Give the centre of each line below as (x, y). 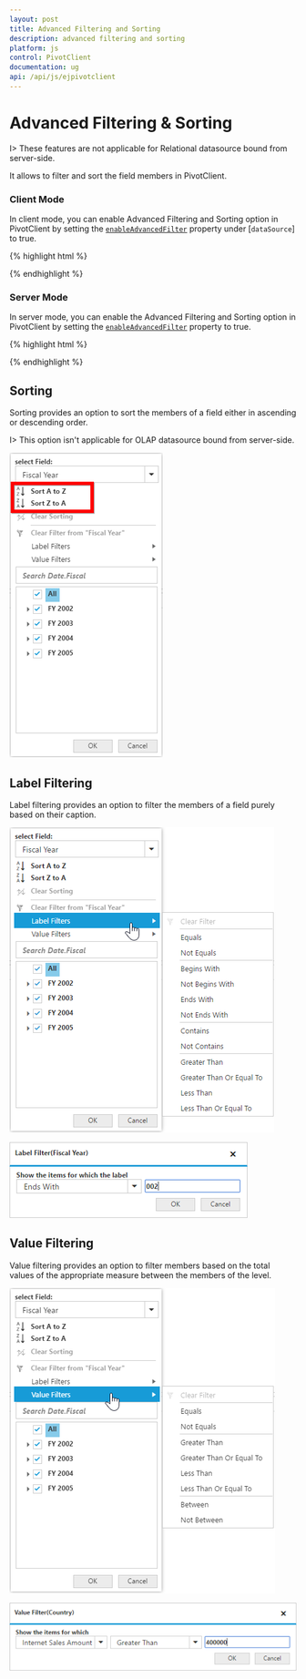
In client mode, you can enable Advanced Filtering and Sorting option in (144, 220)
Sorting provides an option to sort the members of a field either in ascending (153, 413)
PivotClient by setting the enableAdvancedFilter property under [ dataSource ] (153, 229)
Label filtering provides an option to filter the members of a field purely (142, 805)
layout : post (34, 19)
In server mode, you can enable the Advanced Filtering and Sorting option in (153, 317)
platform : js (34, 48)
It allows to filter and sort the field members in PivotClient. (118, 175)
